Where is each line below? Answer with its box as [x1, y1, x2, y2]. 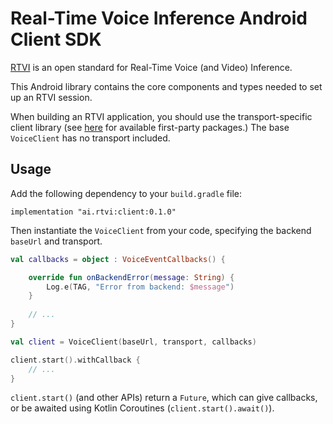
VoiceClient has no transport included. [10, 132, 171, 144]
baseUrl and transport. [10, 235, 103, 247]
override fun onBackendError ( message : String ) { [28, 272, 235, 282]
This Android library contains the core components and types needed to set [10, 80, 323, 92]
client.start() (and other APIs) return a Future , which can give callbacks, [10, 392, 318, 404]
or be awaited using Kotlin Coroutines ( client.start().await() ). [10, 402, 275, 414]
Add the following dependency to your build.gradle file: [10, 187, 242, 199]
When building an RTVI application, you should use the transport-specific [10, 110, 313, 122]
